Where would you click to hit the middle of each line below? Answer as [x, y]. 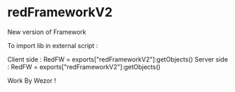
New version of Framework [47, 32]
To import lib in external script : [53, 45]
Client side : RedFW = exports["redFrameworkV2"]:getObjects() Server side [118, 59]
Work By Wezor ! [32, 80]
